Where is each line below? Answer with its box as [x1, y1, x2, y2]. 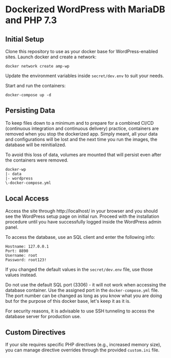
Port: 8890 [5, 248, 29, 254]
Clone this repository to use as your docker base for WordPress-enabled [5, 49, 158, 54]
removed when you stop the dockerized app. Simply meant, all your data [5, 130, 158, 137]
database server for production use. [5, 313, 81, 319]
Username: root [5, 253, 38, 258]
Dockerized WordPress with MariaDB [5, 4, 165, 15]
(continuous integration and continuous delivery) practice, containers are [5, 125, 159, 131]
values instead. [5, 272, 37, 278]
